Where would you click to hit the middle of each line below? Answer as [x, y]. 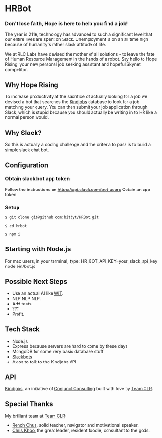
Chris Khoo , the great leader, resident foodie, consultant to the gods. [81, 430]
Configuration [27, 165]
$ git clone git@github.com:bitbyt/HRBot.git [52, 217]
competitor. [17, 70]
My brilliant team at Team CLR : [36, 416]
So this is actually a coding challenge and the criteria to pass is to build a [78, 145]
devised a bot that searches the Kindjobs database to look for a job [72, 102]
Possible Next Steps [36, 281]
